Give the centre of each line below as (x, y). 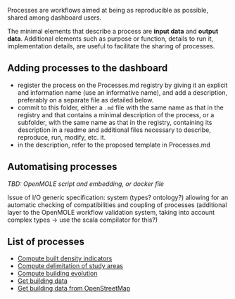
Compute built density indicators (65, 258)
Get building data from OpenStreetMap (74, 288)
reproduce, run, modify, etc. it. (62, 137)
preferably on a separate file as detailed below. (85, 100)
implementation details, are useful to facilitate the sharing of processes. (111, 46)
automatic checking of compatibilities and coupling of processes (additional (117, 205)
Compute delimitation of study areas (70, 266)
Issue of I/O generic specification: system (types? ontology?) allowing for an (118, 197)
